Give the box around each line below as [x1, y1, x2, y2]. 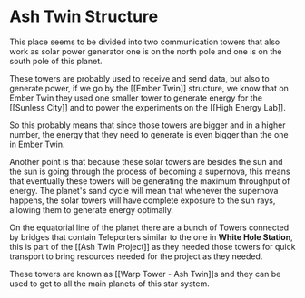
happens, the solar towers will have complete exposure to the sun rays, [9, 195, 276, 206]
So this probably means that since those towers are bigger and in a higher [9, 120, 286, 130]
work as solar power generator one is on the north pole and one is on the [9, 45, 282, 56]
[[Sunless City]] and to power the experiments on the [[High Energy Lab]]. [9, 101, 286, 112]
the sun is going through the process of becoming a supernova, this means [9, 166, 290, 177]
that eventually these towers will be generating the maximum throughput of [9, 175, 290, 187]
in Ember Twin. [9, 139, 65, 149]
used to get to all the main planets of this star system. [9, 278, 211, 289]
